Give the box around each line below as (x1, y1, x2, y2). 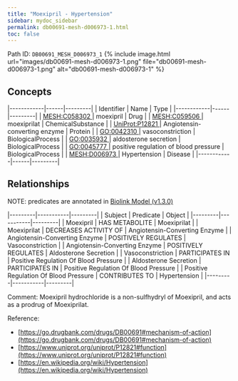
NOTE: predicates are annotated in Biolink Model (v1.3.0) (7, 197, 173, 205)
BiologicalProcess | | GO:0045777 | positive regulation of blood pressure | (7, 142, 224, 151)
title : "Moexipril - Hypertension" (7, 10, 113, 18)
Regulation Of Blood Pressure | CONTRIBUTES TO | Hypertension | (7, 271, 203, 280)
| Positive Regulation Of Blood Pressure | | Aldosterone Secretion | (7, 256, 202, 264)
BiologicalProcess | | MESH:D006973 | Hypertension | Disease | (7, 150, 195, 159)
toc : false (7, 30, 40, 38)
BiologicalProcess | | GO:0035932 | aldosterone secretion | (7, 135, 181, 143)
